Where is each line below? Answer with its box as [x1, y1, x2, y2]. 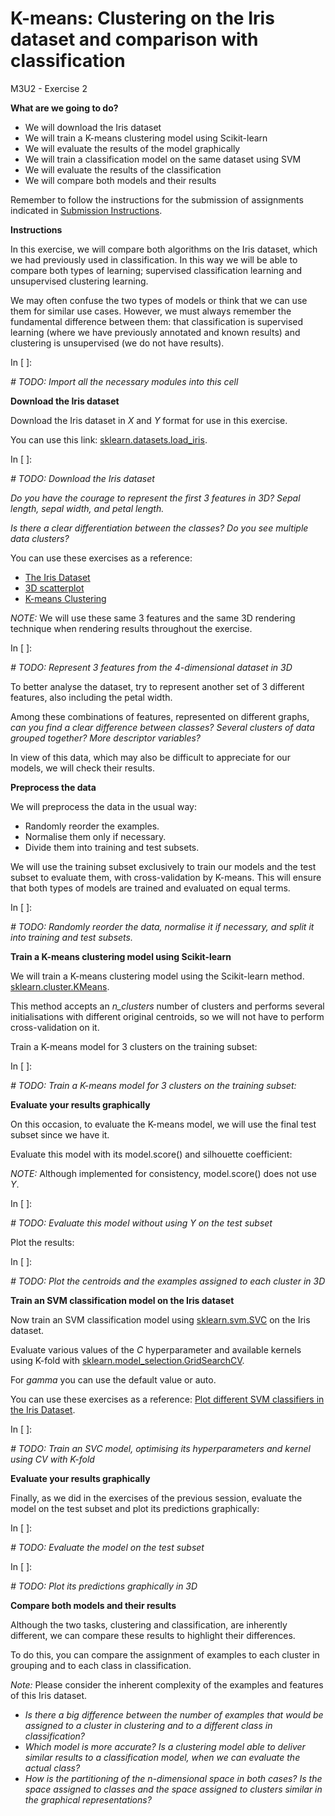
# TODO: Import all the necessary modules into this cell [10, 375, 239, 387]
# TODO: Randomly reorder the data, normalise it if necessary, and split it [10, 920, 315, 932]
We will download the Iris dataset [24, 121, 162, 133]
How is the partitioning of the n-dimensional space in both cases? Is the [24, 1772, 323, 1784]
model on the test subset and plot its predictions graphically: [10, 1502, 260, 1514]
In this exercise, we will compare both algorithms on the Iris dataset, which [10, 243, 318, 255]
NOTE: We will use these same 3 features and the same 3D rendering [10, 612, 296, 624]
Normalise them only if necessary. [24, 830, 167, 842]
